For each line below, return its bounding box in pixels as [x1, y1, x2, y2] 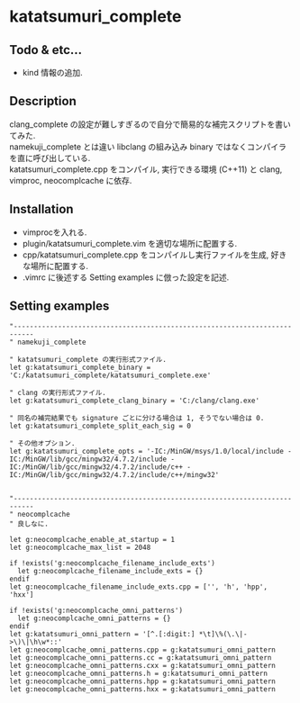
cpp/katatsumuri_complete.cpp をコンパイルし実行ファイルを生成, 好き [22, 249, 287, 260]
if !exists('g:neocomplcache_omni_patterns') [9, 606, 183, 616]
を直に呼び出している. [9, 152, 91, 163]
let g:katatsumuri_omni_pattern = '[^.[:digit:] [9, 630, 195, 639]
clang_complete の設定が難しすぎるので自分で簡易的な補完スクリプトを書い [9, 119, 291, 130]
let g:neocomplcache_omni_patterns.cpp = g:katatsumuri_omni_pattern [9, 645, 277, 654]
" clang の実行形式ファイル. [9, 389, 106, 398]
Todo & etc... [9, 42, 83, 58]
